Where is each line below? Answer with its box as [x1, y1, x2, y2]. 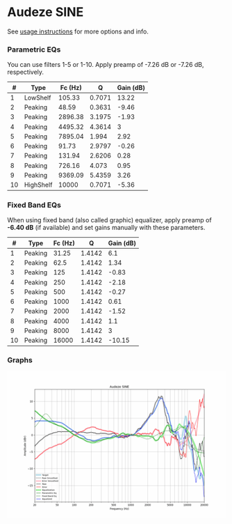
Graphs [7, 355, 33, 365]
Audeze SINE [7, 4, 84, 20]
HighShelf [24, 180, 53, 189]
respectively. [7, 68, 44, 77]
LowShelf [24, 93, 51, 102]
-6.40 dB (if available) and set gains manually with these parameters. [7, 224, 206, 232]
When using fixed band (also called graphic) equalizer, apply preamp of [7, 216, 212, 224]
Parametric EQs [7, 45, 61, 54]
